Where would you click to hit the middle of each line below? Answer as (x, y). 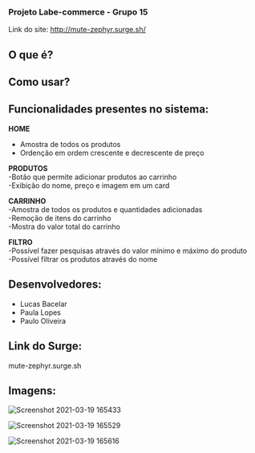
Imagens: (32, 391)
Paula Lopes (40, 312)
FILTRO (21, 242)
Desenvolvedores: (55, 285)
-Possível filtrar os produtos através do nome (83, 259)
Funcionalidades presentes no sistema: (109, 110)
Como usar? (39, 82)
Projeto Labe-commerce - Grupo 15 (78, 12)
